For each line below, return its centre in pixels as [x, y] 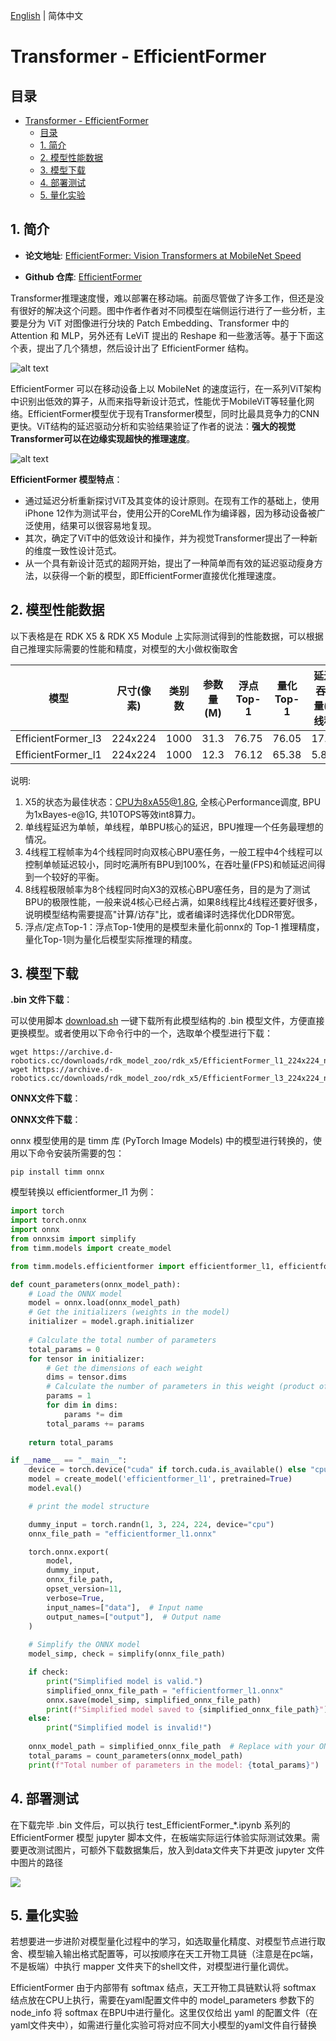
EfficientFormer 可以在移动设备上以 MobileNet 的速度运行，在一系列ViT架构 [166, 388]
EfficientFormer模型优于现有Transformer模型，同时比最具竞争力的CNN [173, 413]
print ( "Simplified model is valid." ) [124, 1681]
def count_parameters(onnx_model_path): [96, 1284]
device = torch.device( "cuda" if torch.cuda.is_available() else [167, 1470]
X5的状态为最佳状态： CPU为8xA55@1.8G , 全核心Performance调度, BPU [173, 801]
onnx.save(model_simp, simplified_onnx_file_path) [154, 1700]
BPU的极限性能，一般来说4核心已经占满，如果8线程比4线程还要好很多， [173, 901]
